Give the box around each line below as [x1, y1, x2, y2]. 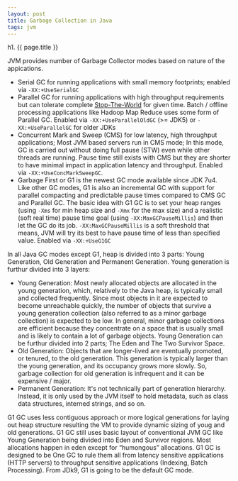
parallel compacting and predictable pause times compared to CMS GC [17, 191, 226, 199]
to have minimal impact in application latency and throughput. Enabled [17, 161, 223, 170]
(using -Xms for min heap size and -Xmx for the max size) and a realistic [17, 206, 223, 215]
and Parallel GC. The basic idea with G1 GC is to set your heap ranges [17, 199, 221, 207]
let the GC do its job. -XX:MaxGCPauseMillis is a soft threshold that [17, 221, 210, 230]
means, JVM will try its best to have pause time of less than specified [17, 228, 220, 238]
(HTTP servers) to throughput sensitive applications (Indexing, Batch [7, 458, 208, 467]
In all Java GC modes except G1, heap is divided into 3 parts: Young [7, 250, 205, 259]
